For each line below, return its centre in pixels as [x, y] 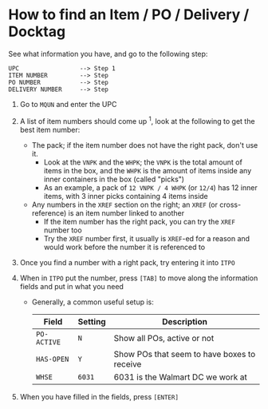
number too [63, 230]
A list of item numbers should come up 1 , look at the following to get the [137, 120]
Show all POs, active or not [164, 338]
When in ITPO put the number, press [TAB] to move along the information [139, 278]
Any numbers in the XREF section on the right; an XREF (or [124, 204]
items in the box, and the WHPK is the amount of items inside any [148, 170]
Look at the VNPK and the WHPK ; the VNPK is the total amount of [143, 162]
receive [128, 363]
